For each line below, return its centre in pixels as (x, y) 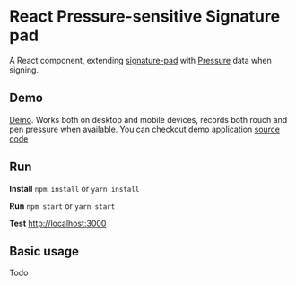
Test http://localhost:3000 (58, 223)
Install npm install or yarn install (74, 188)
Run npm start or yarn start (62, 206)
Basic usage (44, 251)
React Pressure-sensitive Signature (145, 17)
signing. (24, 70)
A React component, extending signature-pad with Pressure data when (140, 60)
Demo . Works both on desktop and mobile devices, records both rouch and (148, 119)
